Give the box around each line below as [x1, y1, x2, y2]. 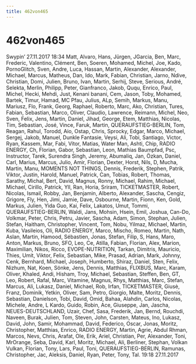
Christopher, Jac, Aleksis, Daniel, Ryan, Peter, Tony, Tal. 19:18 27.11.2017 [6, 351, 179, 358]
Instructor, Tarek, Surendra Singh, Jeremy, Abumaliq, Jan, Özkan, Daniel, [6, 152, 182, 160]
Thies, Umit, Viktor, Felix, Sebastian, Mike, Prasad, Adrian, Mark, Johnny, [6, 252, 181, 259]
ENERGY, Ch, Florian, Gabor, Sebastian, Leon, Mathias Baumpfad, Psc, [6, 146, 177, 153]
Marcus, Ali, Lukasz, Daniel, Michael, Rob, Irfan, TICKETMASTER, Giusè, [6, 283, 180, 290]
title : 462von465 [6, 8, 49, 15]
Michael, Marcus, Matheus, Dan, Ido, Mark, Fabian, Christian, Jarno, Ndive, [6, 71, 187, 79]
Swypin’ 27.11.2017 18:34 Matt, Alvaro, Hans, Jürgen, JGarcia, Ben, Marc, [6, 53, 181, 60]
